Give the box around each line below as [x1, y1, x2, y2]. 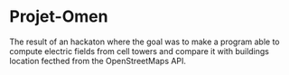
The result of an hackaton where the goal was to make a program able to [9, 36, 280, 47]
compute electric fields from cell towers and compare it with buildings [9, 45, 269, 56]
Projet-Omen [9, 6, 108, 27]
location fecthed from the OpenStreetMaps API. [9, 55, 187, 66]
